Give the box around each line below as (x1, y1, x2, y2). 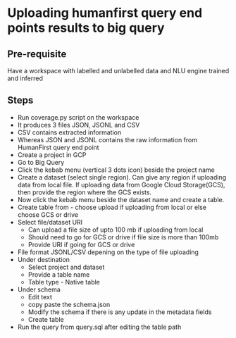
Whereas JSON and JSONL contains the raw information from (17, 135, 197, 144)
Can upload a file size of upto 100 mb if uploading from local (27, 225, 204, 234)
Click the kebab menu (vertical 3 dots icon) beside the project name (17, 165, 215, 174)
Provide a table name (27, 270, 90, 279)
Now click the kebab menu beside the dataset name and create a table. (17, 195, 225, 204)
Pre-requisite (7, 48, 67, 60)
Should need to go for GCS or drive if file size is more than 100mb (27, 232, 219, 241)
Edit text (27, 292, 53, 301)
